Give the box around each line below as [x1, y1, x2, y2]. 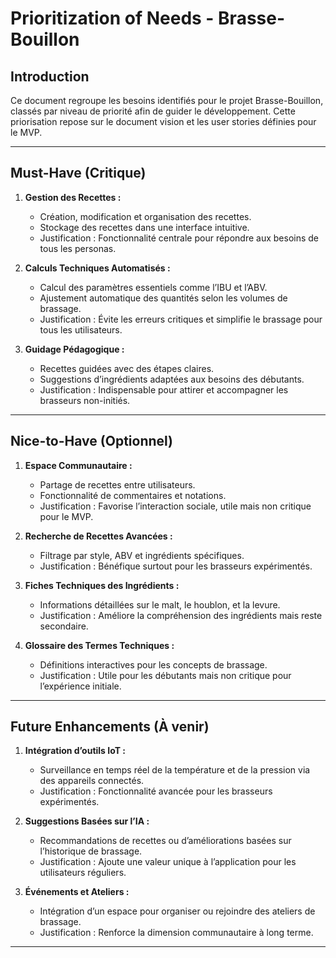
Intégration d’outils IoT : [24, 745, 127, 757]
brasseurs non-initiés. [39, 394, 131, 406]
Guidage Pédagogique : [24, 343, 125, 355]
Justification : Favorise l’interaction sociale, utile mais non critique [39, 500, 312, 512]
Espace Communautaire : [24, 459, 133, 471]
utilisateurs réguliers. [39, 867, 127, 879]
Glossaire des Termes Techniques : [24, 639, 175, 651]
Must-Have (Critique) [10, 165, 147, 182]
